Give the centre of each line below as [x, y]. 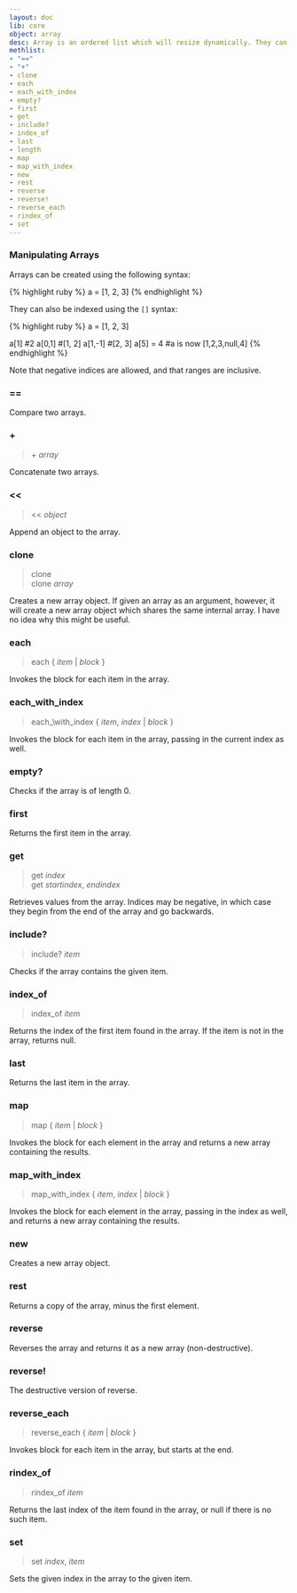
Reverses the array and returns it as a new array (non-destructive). [131, 1348]
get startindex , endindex [75, 885]
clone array [52, 583]
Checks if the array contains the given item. [89, 971]
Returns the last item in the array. [70, 1083]
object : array [35, 34]
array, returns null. [43, 1040]
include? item [55, 954]
